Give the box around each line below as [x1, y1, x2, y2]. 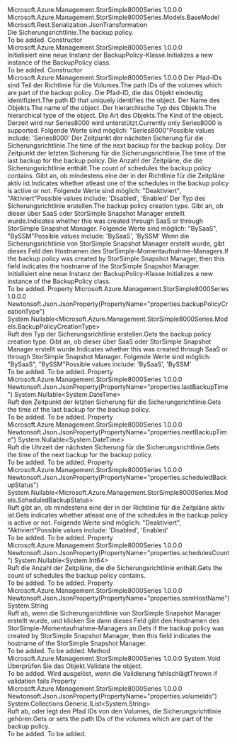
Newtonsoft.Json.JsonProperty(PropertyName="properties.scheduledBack [7, 474, 227, 481]
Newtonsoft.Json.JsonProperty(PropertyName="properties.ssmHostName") [7, 594, 230, 602]
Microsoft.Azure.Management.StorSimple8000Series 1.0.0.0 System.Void [7, 655, 221, 662]
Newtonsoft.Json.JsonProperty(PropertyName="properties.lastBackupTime [7, 383, 229, 391]
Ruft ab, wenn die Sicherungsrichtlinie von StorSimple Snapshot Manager [7, 609, 221, 617]
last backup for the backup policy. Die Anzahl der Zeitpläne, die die [7, 156, 203, 165]
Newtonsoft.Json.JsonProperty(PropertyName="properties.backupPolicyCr [7, 300, 229, 308]
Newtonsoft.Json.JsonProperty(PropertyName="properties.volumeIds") [7, 692, 217, 700]
